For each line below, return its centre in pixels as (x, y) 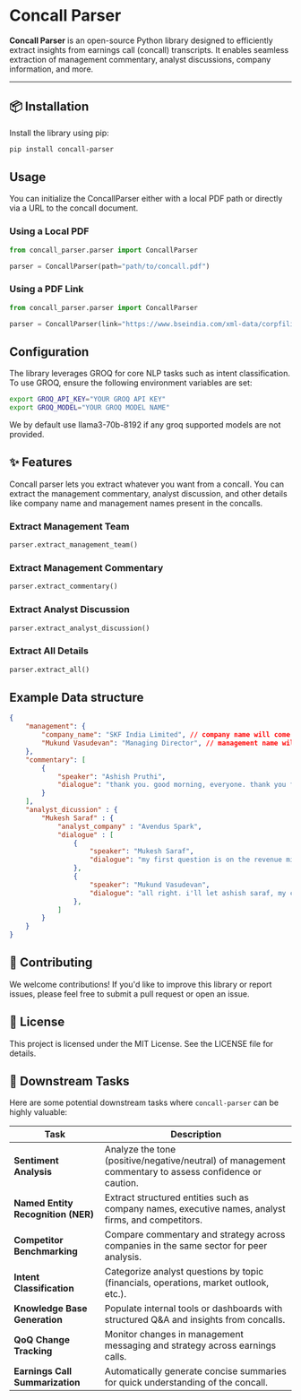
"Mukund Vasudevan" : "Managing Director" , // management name (160, 743)
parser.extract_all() (50, 670)
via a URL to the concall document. (74, 208)
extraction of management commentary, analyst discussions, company (140, 59)
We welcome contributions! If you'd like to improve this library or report (141, 984)
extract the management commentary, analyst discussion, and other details (149, 493)
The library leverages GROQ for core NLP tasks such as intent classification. (150, 374)
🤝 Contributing (51, 963)
